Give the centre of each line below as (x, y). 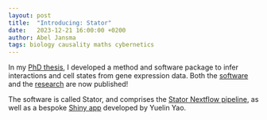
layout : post (30, 15)
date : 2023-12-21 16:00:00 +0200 (67, 30)
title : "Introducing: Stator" (60, 23)
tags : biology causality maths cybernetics (81, 45)
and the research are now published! (68, 84)
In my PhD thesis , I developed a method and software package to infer (124, 67)
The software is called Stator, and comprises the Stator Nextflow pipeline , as (133, 99)
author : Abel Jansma (43, 37)
